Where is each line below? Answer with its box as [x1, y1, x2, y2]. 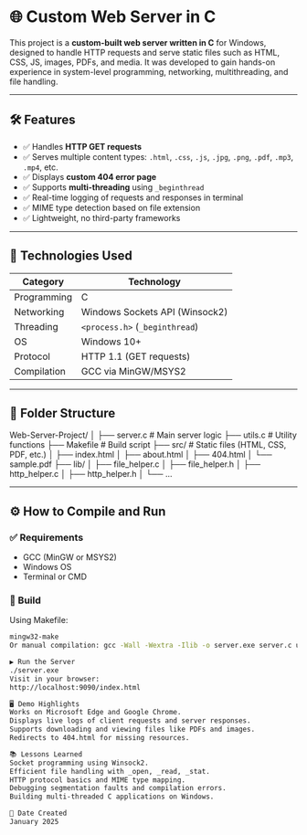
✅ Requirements [9, 531, 84, 544]
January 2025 [9, 818, 59, 827]
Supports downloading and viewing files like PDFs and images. [9, 724, 256, 735]
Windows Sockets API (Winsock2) [80, 305, 228, 318]
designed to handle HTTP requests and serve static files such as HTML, [9, 47, 281, 58]
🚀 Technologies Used [9, 248, 132, 264]
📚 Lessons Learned [9, 749, 83, 759]
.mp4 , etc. [22, 162, 59, 173]
